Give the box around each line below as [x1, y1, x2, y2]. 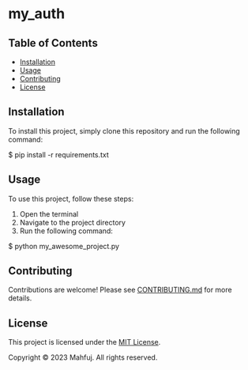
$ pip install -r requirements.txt [8, 149, 109, 159]
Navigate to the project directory [19, 217, 126, 227]
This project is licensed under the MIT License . [8, 338, 161, 347]
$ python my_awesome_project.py [8, 241, 120, 251]
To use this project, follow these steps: [8, 194, 134, 203]
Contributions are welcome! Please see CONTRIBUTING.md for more [8, 285, 232, 295]
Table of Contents [8, 36, 99, 50]
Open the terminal [19, 209, 79, 218]
